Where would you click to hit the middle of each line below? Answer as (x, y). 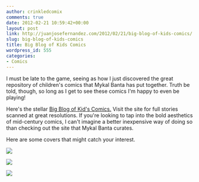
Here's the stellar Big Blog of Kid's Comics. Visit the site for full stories (92, 109)
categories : (21, 56)
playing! (16, 97)
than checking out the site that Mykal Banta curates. (70, 128)
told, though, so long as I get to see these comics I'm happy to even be (93, 91)
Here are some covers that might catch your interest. (71, 139)
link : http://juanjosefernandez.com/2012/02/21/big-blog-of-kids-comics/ (99, 34)
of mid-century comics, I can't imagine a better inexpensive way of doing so (99, 121)
